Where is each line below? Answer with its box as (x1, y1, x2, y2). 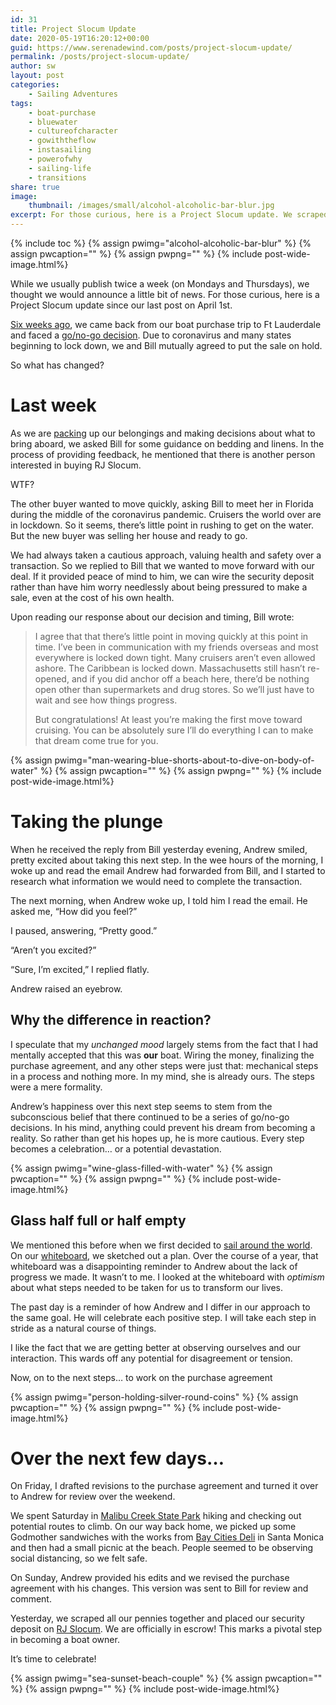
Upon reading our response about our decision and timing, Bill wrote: (10, 611, 295, 623)
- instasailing (28, 145, 92, 155)
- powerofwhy (28, 154, 83, 164)
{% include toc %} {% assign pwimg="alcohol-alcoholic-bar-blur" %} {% (10, 237, 312, 249)
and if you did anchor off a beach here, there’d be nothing (71, 672, 310, 685)
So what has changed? (10, 359, 105, 371)
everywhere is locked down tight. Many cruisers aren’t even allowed (34, 651, 316, 663)
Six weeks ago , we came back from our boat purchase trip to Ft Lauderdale (10, 319, 322, 330)
